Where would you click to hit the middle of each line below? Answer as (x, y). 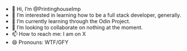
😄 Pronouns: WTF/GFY (40, 42)
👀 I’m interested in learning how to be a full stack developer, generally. (96, 15)
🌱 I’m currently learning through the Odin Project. (71, 21)
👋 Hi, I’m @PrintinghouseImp (46, 9)
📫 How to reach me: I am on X (49, 34)
